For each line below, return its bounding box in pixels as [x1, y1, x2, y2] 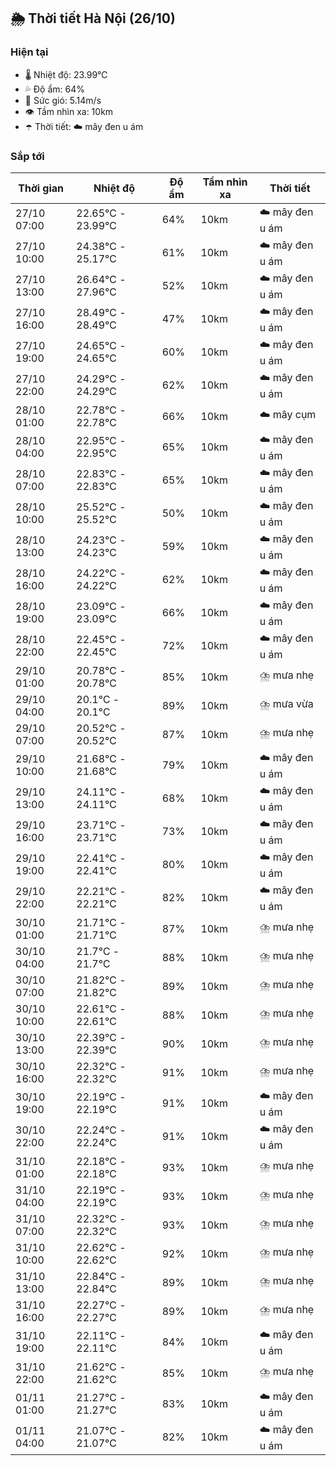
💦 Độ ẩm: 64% [24, 83, 86, 95]
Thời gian [18, 181, 65, 195]
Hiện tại [10, 45, 49, 59]
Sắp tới [10, 149, 45, 163]
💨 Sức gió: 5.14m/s [24, 94, 102, 106]
